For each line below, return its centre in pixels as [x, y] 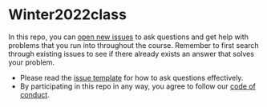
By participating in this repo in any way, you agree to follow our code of [138, 86]
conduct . [34, 94]
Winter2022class [67, 15]
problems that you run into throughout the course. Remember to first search [133, 45]
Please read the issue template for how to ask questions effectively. [131, 77]
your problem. [31, 62]
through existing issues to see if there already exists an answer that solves [131, 53]
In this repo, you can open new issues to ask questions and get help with [128, 37]
